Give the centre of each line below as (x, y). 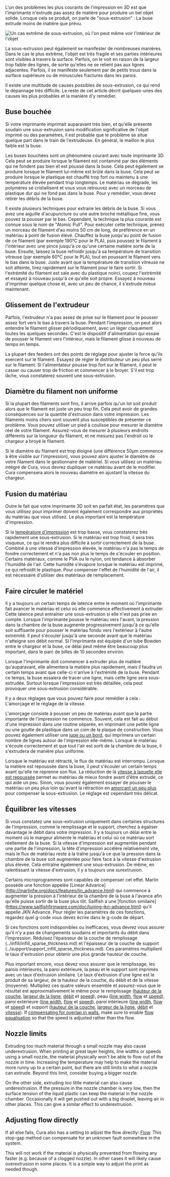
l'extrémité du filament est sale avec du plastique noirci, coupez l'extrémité (83, 273)
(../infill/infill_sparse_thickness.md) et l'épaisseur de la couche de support (82, 943)
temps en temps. (23, 344)
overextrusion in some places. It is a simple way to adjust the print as (77, 1164)
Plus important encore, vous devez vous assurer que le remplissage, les (80, 964)
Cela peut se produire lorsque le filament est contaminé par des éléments (82, 161)
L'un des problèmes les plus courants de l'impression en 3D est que (76, 7)
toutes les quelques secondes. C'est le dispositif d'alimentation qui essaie (82, 333)
